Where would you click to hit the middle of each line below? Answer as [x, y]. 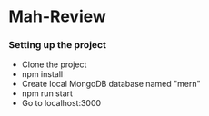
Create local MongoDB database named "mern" [111, 84]
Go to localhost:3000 [61, 103]
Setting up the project [57, 45]
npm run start [47, 93]
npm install [42, 74]
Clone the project [54, 64]
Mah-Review [57, 17]
